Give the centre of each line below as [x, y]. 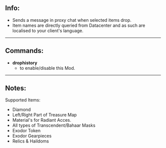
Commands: [24, 51]
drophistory [25, 63]
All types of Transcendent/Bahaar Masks [54, 125]
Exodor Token [26, 131]
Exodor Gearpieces [32, 136]
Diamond [21, 110]
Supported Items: [23, 100]
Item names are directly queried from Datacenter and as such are [79, 25]
